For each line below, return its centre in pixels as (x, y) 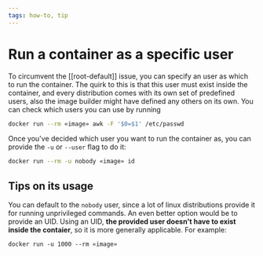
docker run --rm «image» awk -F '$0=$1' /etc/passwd (96, 124)
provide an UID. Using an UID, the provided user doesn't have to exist (122, 221)
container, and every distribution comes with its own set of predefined (122, 93)
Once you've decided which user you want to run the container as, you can (130, 139)
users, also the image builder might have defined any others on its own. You (131, 101)
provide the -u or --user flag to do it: (68, 147)
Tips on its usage (51, 186)
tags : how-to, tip (38, 15)
